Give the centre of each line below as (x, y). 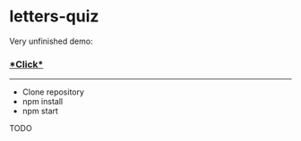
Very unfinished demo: (51, 41)
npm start (40, 111)
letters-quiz (54, 17)
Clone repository (53, 92)
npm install (43, 102)
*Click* (26, 64)
